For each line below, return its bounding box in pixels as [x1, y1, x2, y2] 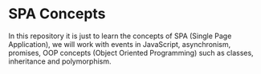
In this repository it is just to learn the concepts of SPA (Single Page [8, 31, 232, 41]
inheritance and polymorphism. [8, 56, 112, 66]
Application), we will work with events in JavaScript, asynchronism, [8, 39, 231, 49]
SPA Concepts [8, 5, 106, 23]
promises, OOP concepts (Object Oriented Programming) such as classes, [8, 48, 255, 57]
